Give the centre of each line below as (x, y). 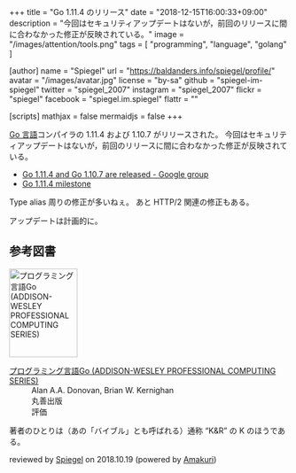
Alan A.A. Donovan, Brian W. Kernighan (103, 390)
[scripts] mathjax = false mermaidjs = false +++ (96, 116)
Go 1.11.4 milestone (56, 184)
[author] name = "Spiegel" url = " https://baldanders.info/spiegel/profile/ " (142, 71)
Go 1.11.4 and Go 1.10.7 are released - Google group (115, 174)
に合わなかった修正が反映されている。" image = (97, 34)
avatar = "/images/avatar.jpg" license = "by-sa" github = (112, 80)
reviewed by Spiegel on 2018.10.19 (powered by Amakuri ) (113, 459)
